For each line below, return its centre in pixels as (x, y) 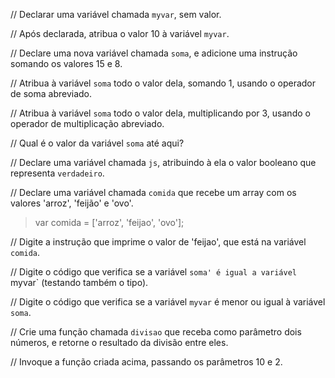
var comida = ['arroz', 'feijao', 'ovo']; (109, 222)
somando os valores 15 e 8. (66, 63)
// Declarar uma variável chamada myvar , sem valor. (116, 14)
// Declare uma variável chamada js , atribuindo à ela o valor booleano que (163, 162)
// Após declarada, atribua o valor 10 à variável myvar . (120, 33)
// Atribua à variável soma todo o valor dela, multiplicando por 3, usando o (160, 113)
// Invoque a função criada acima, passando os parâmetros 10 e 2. (146, 362)
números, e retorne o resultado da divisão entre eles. (119, 342)
